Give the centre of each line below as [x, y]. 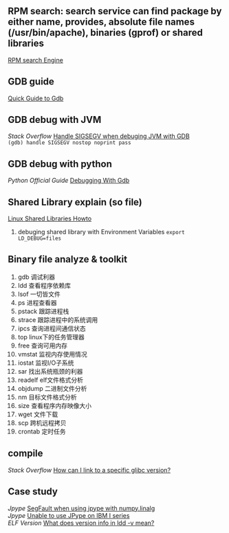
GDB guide [31, 82]
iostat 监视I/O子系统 [46, 363]
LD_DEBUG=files [40, 239]
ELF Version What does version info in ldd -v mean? [81, 523]
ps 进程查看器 [37, 302]
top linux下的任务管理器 [51, 337]
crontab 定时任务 [42, 431]
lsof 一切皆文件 [39, 294]
